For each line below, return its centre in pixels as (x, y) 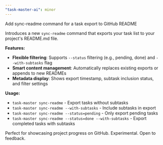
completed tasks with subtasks (43, 123)
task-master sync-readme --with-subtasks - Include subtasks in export (84, 108)
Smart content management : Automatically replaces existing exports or (85, 68)
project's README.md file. (32, 38)
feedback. (15, 138)
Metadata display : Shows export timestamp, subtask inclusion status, (83, 78)
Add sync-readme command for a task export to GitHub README (71, 24)
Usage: (13, 93)
